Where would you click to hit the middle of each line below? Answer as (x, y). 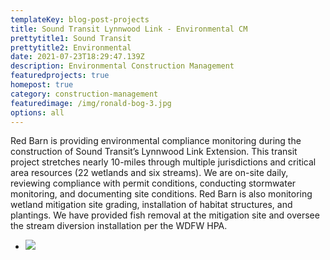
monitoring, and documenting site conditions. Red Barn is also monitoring (161, 194)
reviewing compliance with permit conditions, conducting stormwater (153, 183)
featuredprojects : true (60, 76)
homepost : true (42, 85)
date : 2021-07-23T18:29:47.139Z (77, 57)
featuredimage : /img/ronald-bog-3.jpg (91, 103)
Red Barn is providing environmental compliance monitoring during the (156, 141)
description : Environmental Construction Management (122, 66)
